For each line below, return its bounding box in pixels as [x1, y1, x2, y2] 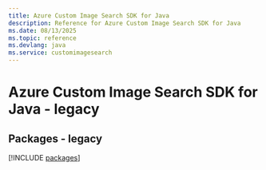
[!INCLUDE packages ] [8, 153, 81, 162]
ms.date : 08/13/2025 [8, 26, 77, 34]
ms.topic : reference [8, 34, 77, 42]
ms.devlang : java [8, 42, 66, 49]
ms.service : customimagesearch [8, 49, 113, 57]
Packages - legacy [8, 132, 102, 145]
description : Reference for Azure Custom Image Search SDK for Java [8, 19, 241, 27]
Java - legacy [8, 101, 100, 118]
